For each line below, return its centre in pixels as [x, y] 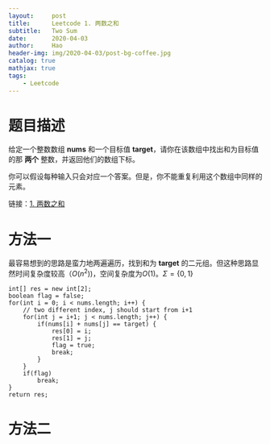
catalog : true [32, 61]
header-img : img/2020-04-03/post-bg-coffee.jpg [90, 53]
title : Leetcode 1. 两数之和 [64, 23]
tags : [17, 76]
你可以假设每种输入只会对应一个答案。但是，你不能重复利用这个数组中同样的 [135, 176]
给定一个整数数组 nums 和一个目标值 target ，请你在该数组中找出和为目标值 [134, 149]
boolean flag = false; [46, 296]
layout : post [37, 16]
